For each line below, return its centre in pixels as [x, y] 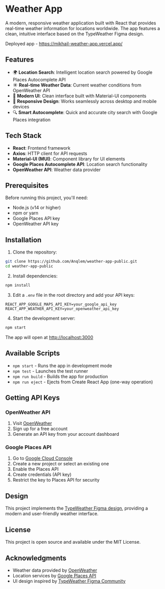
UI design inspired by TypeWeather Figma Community [69, 581]
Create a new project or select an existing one [61, 464]
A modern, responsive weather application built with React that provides [81, 23]
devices [21, 106]
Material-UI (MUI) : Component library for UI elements [69, 159]
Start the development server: [44, 318]
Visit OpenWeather [32, 424]
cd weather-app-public [29, 266]
